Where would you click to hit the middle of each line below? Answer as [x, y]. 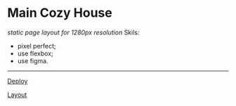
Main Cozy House [60, 13]
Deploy [18, 81]
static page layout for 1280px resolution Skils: [73, 32]
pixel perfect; [37, 46]
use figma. [33, 60]
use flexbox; [35, 53]
